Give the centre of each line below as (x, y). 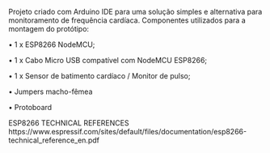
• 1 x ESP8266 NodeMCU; (52, 45)
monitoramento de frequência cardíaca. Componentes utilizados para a (127, 20)
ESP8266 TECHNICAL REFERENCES (69, 123)
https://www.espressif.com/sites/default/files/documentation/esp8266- (128, 132)
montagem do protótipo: (49, 29)
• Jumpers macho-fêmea (51, 91)
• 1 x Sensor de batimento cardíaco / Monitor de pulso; (99, 76)
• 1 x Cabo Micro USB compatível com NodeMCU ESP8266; (108, 60)
